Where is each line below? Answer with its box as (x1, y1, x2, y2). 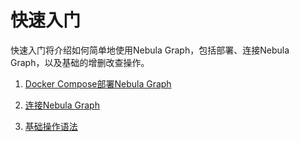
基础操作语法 (24, 120, 78, 132)
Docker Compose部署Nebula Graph (24, 77, 172, 90)
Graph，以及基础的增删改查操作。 (10, 56, 150, 68)
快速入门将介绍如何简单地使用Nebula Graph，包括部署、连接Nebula (10, 44, 290, 56)
